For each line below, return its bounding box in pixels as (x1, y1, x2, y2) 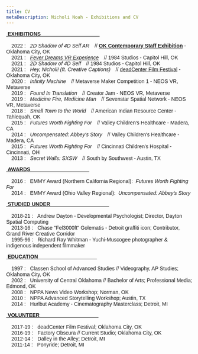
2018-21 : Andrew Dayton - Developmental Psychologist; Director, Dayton (11, 213, 183, 219)
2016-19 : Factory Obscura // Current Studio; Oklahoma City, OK (11, 329, 162, 336)
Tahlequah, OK (6, 113, 41, 120)
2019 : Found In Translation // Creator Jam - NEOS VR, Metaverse (11, 89, 170, 96)
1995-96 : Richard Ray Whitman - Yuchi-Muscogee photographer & (11, 236, 168, 243)
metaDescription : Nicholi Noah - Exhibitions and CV (6, 14, 139, 20)
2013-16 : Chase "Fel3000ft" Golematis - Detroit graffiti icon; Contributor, (11, 224, 180, 231)
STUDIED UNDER (7, 201, 51, 207)
